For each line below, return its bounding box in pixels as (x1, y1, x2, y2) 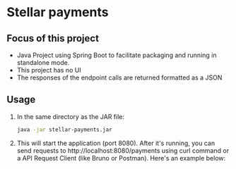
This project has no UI (16, 66, 82, 74)
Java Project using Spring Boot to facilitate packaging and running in (16, 51, 217, 59)
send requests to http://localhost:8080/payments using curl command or (16, 146, 230, 155)
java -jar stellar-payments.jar (16, 126, 112, 133)
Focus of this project (6, 32, 100, 44)
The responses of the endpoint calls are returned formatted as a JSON (16, 73, 223, 82)
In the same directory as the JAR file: (16, 112, 125, 120)
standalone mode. (16, 58, 70, 67)
